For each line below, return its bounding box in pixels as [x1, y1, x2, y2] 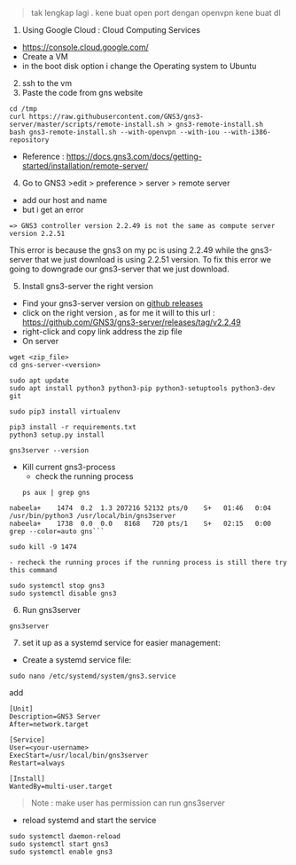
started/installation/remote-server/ [21, 161, 149, 171]
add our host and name [21, 195, 108, 205]
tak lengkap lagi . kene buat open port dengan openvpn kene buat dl [30, 8, 281, 18]
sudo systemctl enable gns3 [9, 847, 113, 856]
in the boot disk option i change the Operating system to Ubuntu [21, 61, 257, 71]
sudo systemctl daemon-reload [9, 832, 121, 841]
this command [9, 566, 58, 575]
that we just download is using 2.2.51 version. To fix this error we [35, 255, 272, 264]
